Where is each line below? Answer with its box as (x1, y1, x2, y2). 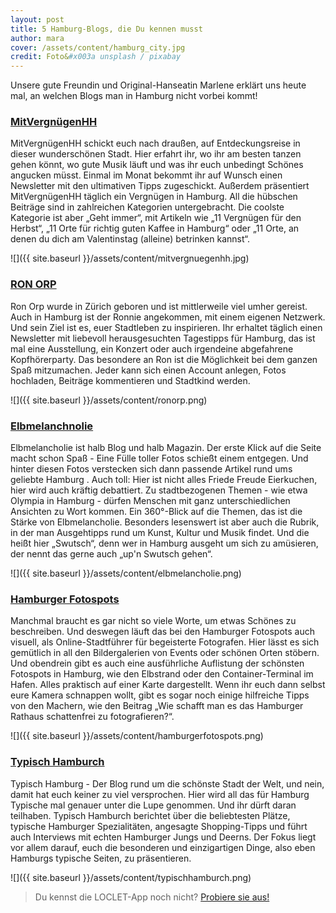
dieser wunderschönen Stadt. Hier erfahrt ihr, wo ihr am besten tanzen (10, 148, 302, 160)
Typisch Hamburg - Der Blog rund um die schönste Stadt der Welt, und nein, (10, 777, 325, 790)
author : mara (10, 33, 65, 43)
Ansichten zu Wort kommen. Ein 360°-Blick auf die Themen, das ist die (10, 506, 303, 518)
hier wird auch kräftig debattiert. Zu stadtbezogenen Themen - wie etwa (10, 484, 308, 496)
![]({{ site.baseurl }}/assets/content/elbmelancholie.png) (10, 567, 242, 580)
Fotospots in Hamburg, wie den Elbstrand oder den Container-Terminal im (10, 668, 314, 680)
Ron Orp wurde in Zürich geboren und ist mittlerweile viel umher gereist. (10, 300, 308, 312)
